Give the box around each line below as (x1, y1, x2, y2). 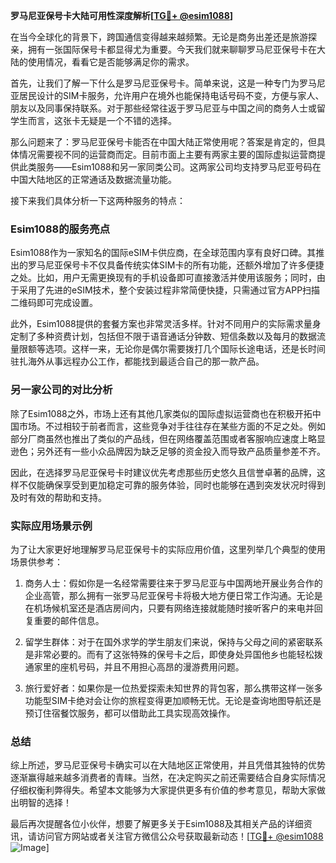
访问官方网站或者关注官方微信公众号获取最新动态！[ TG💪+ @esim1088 (36, 830, 324, 843)
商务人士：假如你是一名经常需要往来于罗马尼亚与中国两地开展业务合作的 (24, 577, 323, 589)
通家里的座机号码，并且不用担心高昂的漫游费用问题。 (24, 660, 245, 673)
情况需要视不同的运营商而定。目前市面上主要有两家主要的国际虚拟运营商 (18, 149, 317, 160)
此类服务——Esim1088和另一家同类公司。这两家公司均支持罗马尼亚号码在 (18, 161, 322, 173)
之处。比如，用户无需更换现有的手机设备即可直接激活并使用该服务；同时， (10, 272, 317, 284)
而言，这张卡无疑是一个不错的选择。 (27, 115, 177, 126)
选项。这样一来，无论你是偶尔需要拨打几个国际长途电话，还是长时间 (44, 343, 326, 355)
